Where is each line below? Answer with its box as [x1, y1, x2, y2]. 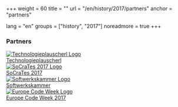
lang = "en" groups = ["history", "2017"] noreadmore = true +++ [6, 23, 161, 29]
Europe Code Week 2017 [6, 94, 67, 102]
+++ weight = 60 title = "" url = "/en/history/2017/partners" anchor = [6, 5, 173, 12]
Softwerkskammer [6, 82, 51, 89]
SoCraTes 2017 [6, 69, 43, 76]
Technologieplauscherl [6, 57, 62, 64]
